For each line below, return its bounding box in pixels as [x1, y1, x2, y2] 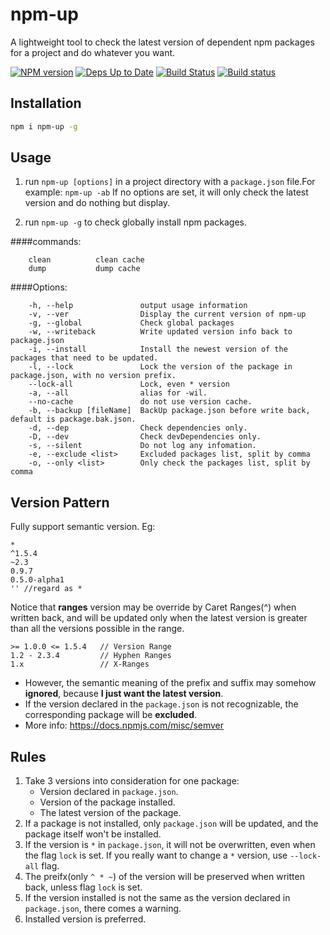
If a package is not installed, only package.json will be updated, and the [24, 818, 319, 830]
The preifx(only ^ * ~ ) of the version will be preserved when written [24, 871, 305, 883]
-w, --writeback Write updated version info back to [28, 327, 293, 337]
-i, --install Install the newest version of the [28, 344, 288, 355]
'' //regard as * [10, 584, 83, 594]
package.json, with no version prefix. [10, 371, 177, 381]
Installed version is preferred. [24, 913, 147, 925]
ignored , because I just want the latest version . [24, 688, 224, 700]
